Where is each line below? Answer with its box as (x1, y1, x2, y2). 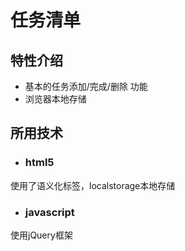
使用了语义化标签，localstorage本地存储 (10, 179, 176, 191)
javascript (24, 205, 75, 219)
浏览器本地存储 (24, 93, 87, 105)
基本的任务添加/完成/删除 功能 (24, 81, 148, 92)
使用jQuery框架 (10, 229, 73, 241)
